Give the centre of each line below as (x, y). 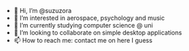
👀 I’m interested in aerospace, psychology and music (89, 18)
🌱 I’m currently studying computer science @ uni (83, 25)
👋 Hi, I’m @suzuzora (43, 11)
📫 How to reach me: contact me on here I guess (83, 40)
